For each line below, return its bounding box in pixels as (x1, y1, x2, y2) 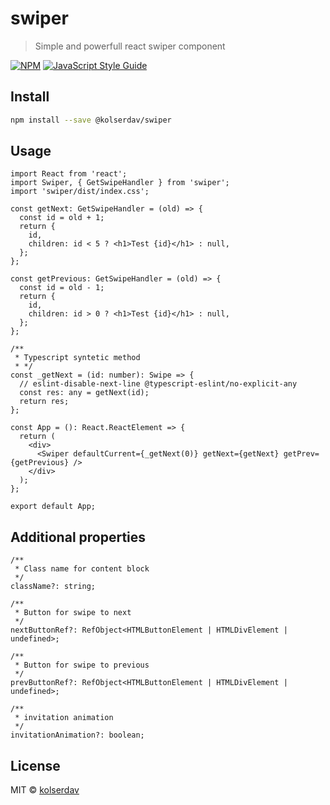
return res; (19, 397, 70, 407)
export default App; (10, 502, 97, 512)
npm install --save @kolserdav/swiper (10, 115, 172, 125)
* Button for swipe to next (14, 608, 132, 618)
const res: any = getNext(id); (19, 388, 150, 398)
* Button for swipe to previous (14, 660, 150, 671)
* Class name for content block (14, 564, 150, 574)
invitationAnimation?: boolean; (10, 730, 145, 741)
